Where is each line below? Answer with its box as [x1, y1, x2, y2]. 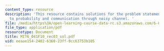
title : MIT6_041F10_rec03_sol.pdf [5, 34, 76, 39]
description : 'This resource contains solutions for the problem [5, 12, 141, 17]
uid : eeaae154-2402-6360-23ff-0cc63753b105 [5, 39, 95, 44]
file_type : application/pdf [5, 25, 62, 30]
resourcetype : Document [5, 30, 54, 34]
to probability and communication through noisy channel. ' [9, 16, 134, 21]
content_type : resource [5, 7, 54, 12]
